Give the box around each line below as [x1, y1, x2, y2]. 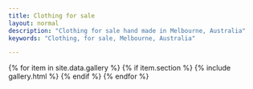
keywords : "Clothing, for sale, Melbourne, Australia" [8, 34, 196, 42]
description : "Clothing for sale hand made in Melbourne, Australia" [8, 26, 247, 34]
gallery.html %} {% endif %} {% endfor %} [8, 71, 149, 81]
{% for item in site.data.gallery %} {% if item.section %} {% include [8, 63, 231, 73]
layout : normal [8, 19, 59, 27]
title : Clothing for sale [8, 11, 95, 20]
